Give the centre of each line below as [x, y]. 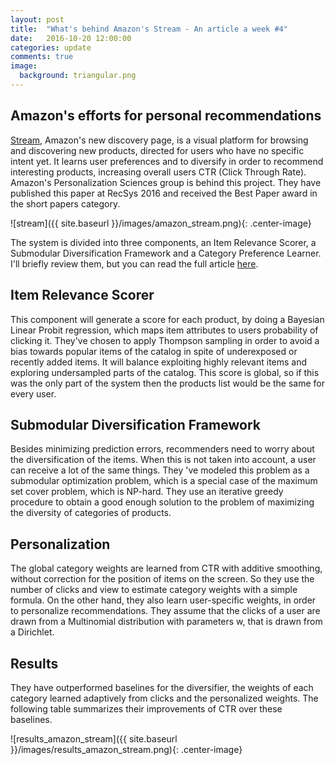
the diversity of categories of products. [91, 513]
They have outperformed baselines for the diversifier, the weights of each [162, 687]
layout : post [37, 19]
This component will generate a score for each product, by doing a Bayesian [167, 319]
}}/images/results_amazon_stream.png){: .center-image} [126, 749]
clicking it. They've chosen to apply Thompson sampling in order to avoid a [165, 340]
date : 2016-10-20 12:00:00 [71, 38]
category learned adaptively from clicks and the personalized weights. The [164, 698]
